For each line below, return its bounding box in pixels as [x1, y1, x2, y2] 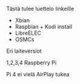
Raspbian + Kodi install [15, 23, 73, 30]
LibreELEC [15, 29, 41, 37]
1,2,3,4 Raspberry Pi [6, 59, 56, 66]
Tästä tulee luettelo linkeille [6, 5, 75, 12]
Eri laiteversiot [6, 47, 42, 55]
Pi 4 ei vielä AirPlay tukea [6, 71, 70, 77]
